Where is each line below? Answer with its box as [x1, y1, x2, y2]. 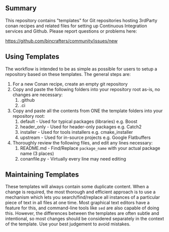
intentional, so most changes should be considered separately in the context [5, 216, 164, 222]
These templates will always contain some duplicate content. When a [5, 184, 149, 190]
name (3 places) [20, 150, 54, 157]
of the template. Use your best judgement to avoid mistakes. [5, 221, 131, 227]
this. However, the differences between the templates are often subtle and [5, 210, 159, 216]
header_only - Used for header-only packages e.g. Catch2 [20, 123, 142, 130]
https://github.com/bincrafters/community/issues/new [5, 38, 118, 44]
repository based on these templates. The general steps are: [5, 71, 131, 77]
